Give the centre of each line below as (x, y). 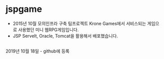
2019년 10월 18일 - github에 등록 (38, 51)
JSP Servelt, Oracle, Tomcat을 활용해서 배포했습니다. (65, 36)
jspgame (24, 9)
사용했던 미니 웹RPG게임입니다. (48, 29)
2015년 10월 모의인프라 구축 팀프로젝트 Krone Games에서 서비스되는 (80, 23)
